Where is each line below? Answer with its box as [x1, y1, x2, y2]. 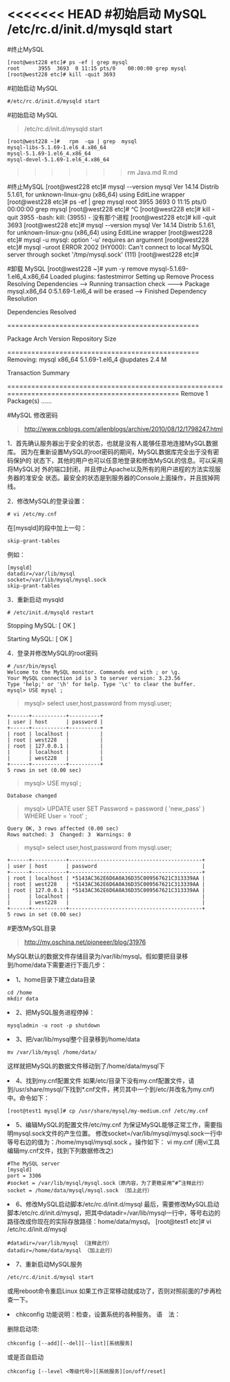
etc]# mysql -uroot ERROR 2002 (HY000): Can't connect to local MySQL [7, 243, 213, 251]
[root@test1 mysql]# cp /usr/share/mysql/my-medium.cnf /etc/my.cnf [7, 1107, 209, 1115]
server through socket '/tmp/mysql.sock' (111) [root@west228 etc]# [7, 250, 199, 258]
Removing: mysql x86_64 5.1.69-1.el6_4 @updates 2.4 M [7, 355, 167, 363]
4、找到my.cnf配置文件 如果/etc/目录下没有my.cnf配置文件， [16, 1076, 189, 1085]
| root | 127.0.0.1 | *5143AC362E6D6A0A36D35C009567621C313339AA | [7, 887, 206, 893]
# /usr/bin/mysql [7, 663, 57, 670]
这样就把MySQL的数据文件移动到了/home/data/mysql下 [7, 1061, 165, 1070]
